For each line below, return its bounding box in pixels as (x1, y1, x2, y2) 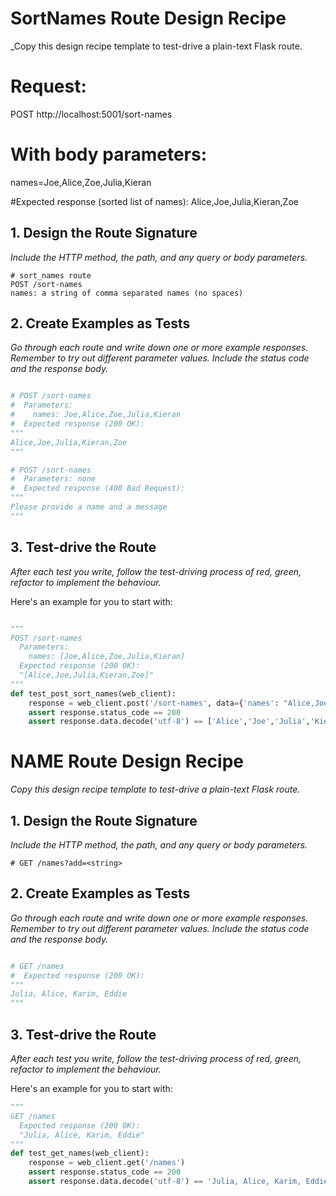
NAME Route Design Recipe (10, 750, 244, 773)
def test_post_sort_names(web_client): (10, 688, 177, 699)
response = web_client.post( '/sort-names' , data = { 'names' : (28, 698, 280, 708)
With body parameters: (10, 143, 208, 166)
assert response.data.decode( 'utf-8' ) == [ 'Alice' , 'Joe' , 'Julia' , (28, 717, 311, 727)
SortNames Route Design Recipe (10, 7, 287, 30)
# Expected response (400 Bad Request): (10, 483, 186, 494)
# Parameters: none (10, 474, 97, 484)
